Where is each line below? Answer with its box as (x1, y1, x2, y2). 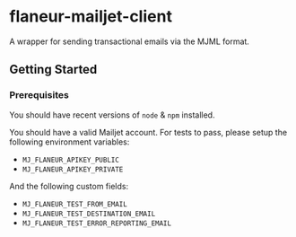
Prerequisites (9, 89, 69, 101)
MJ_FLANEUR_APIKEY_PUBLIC (22, 155, 119, 164)
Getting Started (9, 62, 98, 77)
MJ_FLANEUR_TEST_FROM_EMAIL (22, 199, 127, 208)
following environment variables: (9, 136, 130, 147)
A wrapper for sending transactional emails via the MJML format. (9, 36, 249, 47)
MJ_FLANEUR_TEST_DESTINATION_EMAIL (22, 209, 156, 218)
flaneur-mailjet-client (9, 6, 173, 27)
